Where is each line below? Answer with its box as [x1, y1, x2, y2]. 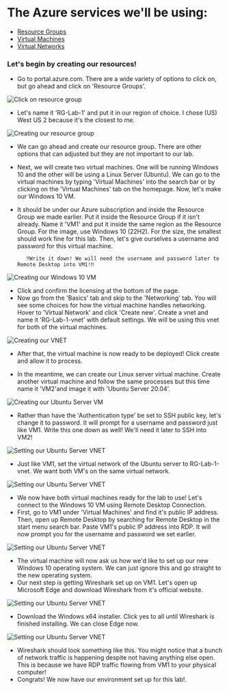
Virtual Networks [16, 42, 65, 50]
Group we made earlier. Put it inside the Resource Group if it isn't [16, 213, 200, 221]
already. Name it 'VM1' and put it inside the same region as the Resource [16, 220, 221, 228]
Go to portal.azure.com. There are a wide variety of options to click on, [16, 75, 217, 83]
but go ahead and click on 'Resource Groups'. [16, 82, 146, 91]
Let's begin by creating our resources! [7, 59, 137, 69]
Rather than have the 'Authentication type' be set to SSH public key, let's [16, 412, 221, 420]
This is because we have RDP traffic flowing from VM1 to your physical [16, 661, 217, 669]
